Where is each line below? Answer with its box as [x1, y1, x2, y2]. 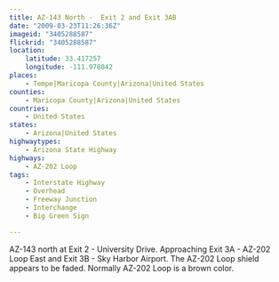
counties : [9, 87, 46, 96]
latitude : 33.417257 [25, 54, 101, 63]
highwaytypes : [9, 137, 62, 146]
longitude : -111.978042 [25, 63, 114, 72]
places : [9, 71, 38, 80]
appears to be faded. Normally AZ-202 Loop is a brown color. [9, 262, 235, 273]
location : [9, 46, 46, 55]
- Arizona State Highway [25, 145, 117, 154]
